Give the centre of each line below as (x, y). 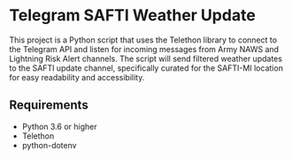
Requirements (49, 106)
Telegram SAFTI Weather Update (133, 15)
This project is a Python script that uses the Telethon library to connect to (143, 40)
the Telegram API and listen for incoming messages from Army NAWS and (144, 49)
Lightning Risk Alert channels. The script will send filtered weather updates (146, 58)
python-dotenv (49, 145)
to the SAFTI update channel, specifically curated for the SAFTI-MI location (146, 68)
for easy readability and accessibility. (77, 77)
